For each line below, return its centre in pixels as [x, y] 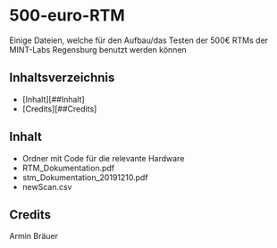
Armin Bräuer [34, 236]
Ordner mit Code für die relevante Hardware [103, 158]
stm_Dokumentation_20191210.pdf [85, 177]
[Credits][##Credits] [59, 109]
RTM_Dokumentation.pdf [68, 168]
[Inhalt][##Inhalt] [53, 99]
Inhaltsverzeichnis [62, 78]
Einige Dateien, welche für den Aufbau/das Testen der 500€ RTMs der [139, 40]
